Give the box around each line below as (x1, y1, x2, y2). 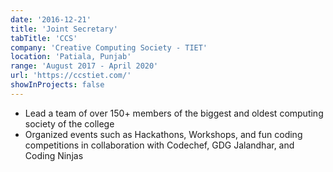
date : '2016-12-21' (10, 14, 92, 25)
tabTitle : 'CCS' (10, 33, 78, 43)
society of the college (24, 117, 115, 130)
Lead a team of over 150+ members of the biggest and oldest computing (24, 107, 324, 119)
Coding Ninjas (24, 149, 84, 161)
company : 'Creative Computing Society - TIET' (10, 42, 208, 53)
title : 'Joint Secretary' (10, 24, 118, 34)
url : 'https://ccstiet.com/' (10, 71, 132, 81)
